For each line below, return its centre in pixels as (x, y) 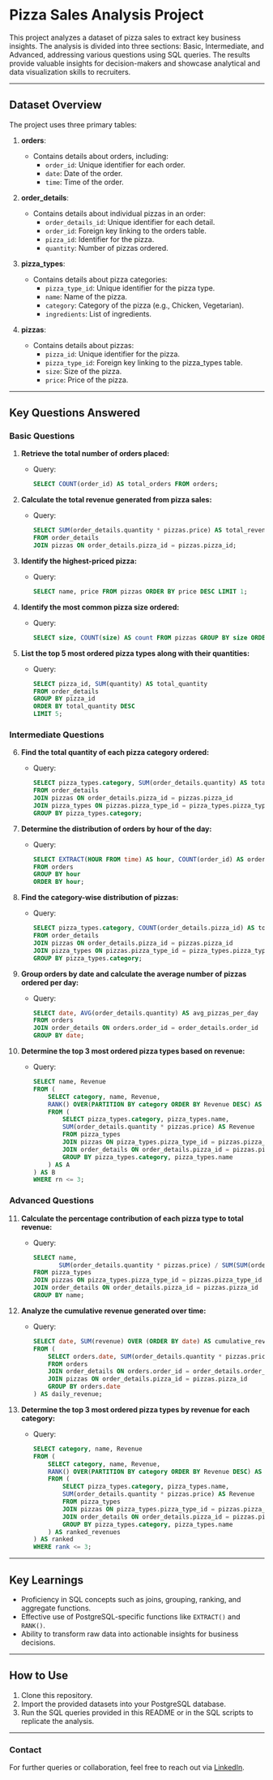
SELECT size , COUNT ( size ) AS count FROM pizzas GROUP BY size (140, 638)
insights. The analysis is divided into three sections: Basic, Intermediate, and (136, 45)
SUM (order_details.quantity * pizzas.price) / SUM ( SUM (153, 1265)
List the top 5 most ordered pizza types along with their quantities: (135, 653)
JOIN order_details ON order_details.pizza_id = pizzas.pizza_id (145, 1288)
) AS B (44, 1172)
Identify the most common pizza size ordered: (100, 607)
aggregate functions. (56, 1608)
